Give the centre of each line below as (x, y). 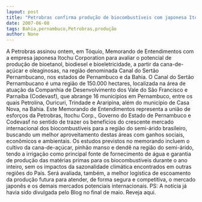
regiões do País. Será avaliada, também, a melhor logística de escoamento (99, 173)
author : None (23, 34)
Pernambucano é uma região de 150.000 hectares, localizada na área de (96, 84)
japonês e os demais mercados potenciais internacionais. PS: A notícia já (97, 186)
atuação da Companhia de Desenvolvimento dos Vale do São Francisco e (97, 90)
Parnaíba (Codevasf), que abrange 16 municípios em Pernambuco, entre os (99, 96)
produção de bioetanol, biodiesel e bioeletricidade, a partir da (83, 65)
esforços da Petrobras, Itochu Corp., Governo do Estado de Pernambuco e (99, 116)
